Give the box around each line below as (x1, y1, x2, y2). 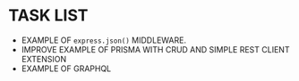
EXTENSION (21, 53, 67, 64)
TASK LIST (8, 5, 89, 26)
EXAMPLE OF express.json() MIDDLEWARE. (21, 35, 187, 45)
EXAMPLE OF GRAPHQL (21, 63, 112, 74)
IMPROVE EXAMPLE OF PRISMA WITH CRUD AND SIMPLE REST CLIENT (21, 44, 290, 54)
